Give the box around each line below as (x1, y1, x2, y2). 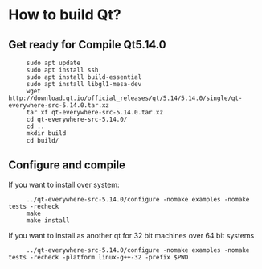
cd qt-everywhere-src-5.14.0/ (26, 115, 128, 123)
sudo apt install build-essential (26, 73, 142, 81)
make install (26, 216, 70, 225)
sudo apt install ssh (26, 66, 99, 74)
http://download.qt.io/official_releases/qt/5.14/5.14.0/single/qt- (8, 94, 243, 102)
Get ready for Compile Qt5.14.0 (8, 38, 166, 52)
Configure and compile (8, 159, 126, 172)
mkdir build (26, 130, 67, 138)
